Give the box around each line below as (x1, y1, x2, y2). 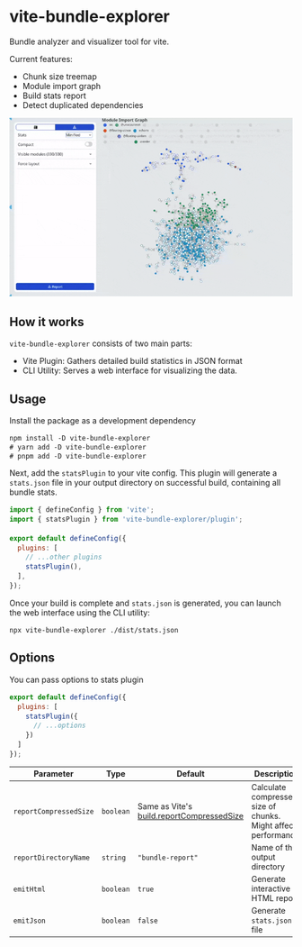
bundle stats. (9, 487, 58, 497)
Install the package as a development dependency (9, 415, 196, 426)
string (102, 853, 127, 862)
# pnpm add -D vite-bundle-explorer (9, 452, 147, 461)
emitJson (13, 916, 47, 925)
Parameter (33, 769, 74, 779)
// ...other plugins (25, 552, 102, 562)
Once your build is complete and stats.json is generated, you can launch (9, 597, 281, 608)
